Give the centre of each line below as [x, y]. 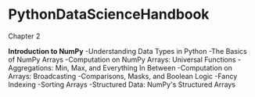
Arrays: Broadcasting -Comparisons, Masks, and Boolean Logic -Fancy [123, 76]
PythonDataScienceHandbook [109, 14]
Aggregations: [31, 67]
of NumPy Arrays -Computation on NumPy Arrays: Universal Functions [122, 59]
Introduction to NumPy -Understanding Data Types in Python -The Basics [128, 51]
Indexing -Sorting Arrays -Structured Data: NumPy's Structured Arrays [122, 84]
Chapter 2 [24, 36]
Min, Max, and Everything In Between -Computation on [144, 67]
